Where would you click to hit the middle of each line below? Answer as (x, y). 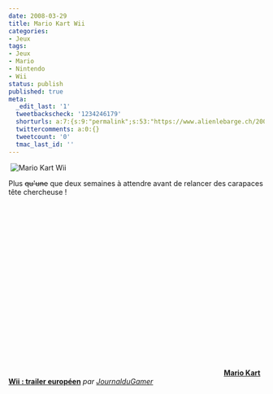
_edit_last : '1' (43, 106)
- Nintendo (27, 69)
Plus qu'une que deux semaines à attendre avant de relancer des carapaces (136, 183)
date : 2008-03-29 (38, 16)
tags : (17, 46)
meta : (17, 99)
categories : (28, 31)
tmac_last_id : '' (45, 144)
